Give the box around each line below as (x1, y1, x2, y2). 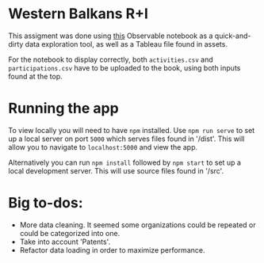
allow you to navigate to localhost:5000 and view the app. (8, 142, 198, 151)
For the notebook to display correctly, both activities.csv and (8, 55, 214, 64)
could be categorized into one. (19, 228, 121, 238)
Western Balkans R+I (8, 5, 149, 23)
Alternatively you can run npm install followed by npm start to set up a (8, 158, 242, 167)
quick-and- (214, 31, 251, 40)
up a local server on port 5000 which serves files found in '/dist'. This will (8, 134, 245, 143)
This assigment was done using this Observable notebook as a (8, 31, 213, 40)
